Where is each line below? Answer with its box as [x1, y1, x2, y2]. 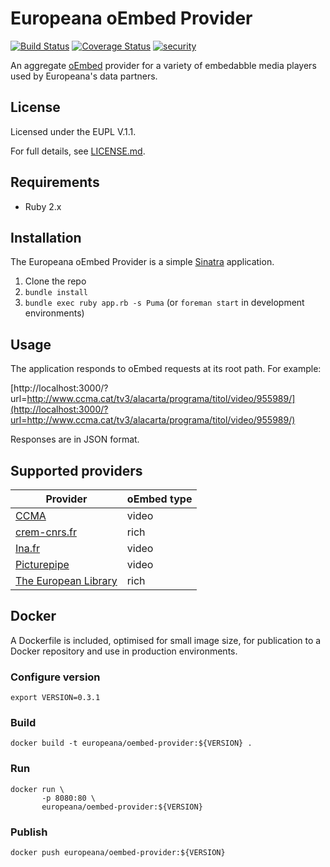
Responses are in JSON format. [10, 433, 140, 446]
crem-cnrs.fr [15, 525, 77, 539]
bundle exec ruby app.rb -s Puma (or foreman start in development [24, 297, 305, 309]
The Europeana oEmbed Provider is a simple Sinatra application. [10, 256, 275, 268]
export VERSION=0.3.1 [10, 693, 101, 703]
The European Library [15, 574, 118, 587]
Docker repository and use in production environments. [10, 645, 238, 657]
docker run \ [10, 784, 65, 794]
